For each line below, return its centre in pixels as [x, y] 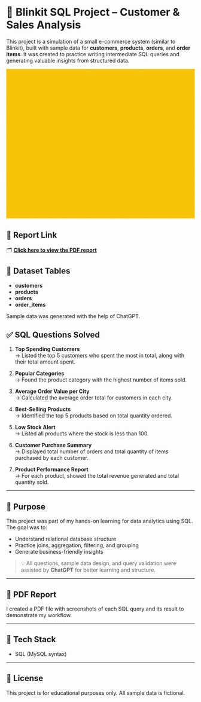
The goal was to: [27, 527]
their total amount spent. [45, 362]
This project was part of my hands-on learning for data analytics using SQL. [100, 521]
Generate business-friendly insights [59, 552]
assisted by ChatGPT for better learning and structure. [88, 570]
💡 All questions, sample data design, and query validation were [98, 563]
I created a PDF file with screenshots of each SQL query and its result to [95, 609]
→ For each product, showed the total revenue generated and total [97, 476]
